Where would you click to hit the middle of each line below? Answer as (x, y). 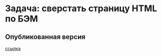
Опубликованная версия (45, 37)
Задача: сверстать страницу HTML (81, 9)
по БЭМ (21, 19)
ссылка (13, 48)
